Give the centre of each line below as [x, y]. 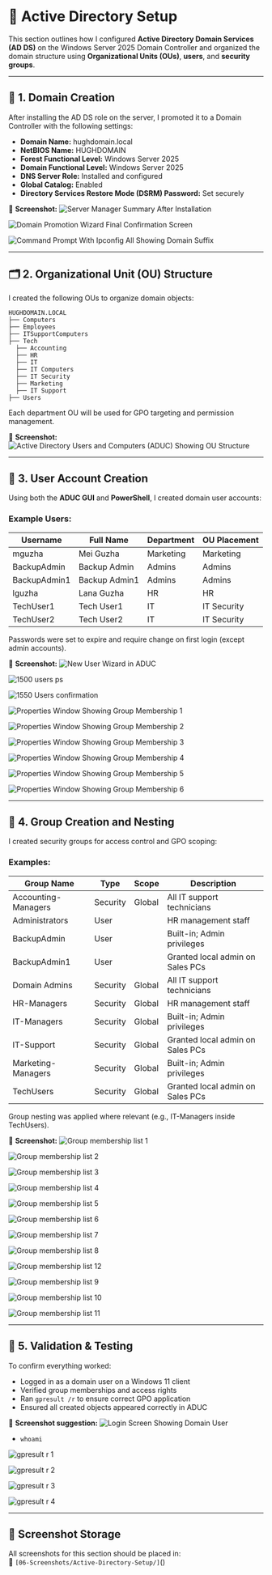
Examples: [30, 863]
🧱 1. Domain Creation [62, 98]
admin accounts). [38, 647]
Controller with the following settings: [71, 125]
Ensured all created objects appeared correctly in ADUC [114, 1407]
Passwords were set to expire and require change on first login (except [127, 639]
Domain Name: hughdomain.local [76, 142]
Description [213, 883]
